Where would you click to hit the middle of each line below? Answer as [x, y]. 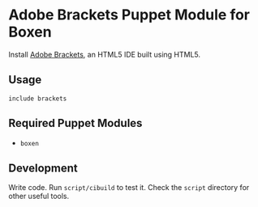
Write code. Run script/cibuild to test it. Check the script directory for [129, 188]
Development [43, 168]
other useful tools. [39, 196]
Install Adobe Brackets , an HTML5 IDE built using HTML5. [105, 54]
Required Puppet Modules [75, 123]
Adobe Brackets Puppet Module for [129, 15]
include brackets [38, 99]
